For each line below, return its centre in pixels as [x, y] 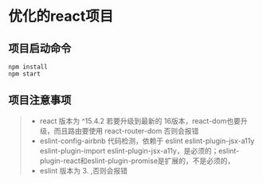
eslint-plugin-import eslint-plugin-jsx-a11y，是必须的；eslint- [139, 150]
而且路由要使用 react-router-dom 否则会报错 [126, 130]
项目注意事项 [40, 100]
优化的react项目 [61, 16]
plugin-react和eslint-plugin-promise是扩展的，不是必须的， [137, 161]
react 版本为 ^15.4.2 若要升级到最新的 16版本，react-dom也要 [140, 121]
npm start [25, 74]
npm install [28, 67]
